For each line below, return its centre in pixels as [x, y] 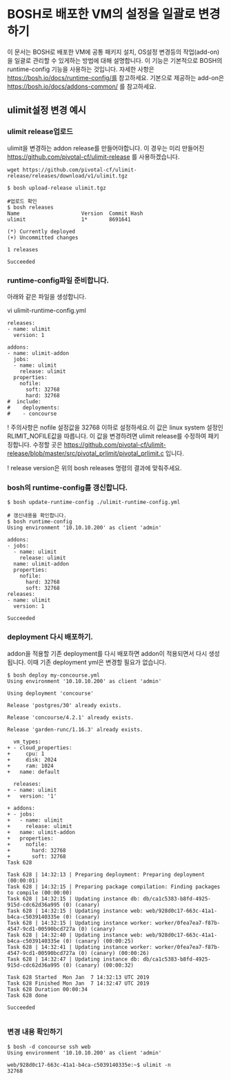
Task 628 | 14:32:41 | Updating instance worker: [80, 947]
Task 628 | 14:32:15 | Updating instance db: [73, 898]
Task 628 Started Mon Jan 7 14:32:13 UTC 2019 [78, 977]
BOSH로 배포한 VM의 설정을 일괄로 [101, 14]
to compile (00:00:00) [40, 893]
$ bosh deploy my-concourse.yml [53, 675]
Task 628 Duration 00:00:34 [48, 989]
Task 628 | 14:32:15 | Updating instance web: [75, 911]
